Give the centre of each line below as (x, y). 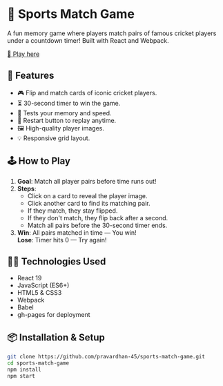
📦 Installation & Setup (56, 337)
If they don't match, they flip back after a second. (98, 218)
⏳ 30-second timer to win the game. (69, 103)
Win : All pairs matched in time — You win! (77, 232)
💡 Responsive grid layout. (54, 138)
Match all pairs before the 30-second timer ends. (97, 225)
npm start (21, 376)
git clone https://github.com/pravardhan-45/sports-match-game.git (106, 357)
